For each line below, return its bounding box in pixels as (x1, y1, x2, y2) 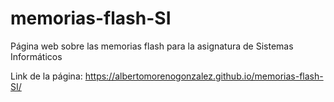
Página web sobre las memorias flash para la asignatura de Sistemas (10, 40, 294, 52)
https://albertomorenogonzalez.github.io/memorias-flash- (84, 70, 324, 82)
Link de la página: (10, 70, 83, 82)
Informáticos (10, 50, 63, 62)
